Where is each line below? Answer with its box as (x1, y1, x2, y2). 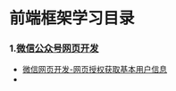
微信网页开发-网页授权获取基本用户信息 (21, 64, 168, 75)
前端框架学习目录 (9, 8, 136, 29)
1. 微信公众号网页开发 (9, 42, 99, 54)
